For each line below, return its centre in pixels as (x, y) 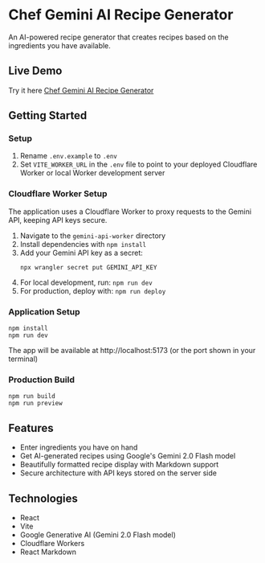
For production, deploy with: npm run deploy (93, 290)
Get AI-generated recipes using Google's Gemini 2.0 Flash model (128, 456)
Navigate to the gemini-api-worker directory (93, 236)
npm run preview (35, 404)
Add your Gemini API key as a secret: (81, 253)
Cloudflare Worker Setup (58, 194)
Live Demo (35, 71)
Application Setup (44, 311)
